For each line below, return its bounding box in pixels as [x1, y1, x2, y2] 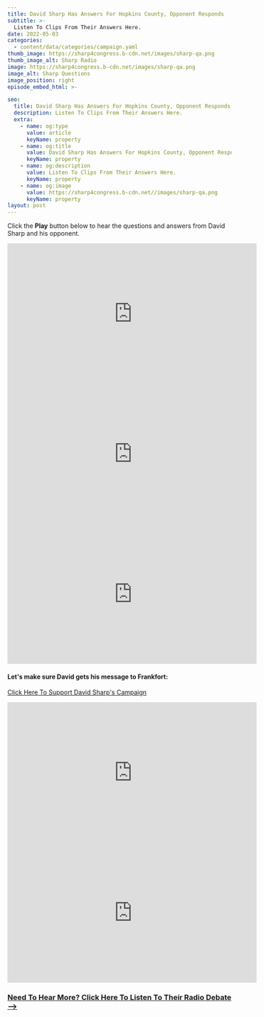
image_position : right [7, 76, 75, 84]
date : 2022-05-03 [7, 30, 59, 38]
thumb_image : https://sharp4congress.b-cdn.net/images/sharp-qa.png [7, 51, 215, 58]
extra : [14, 116, 33, 123]
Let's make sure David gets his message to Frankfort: [7, 672, 169, 681]
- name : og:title [20, 142, 72, 150]
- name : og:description [20, 162, 91, 169]
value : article [26, 129, 72, 136]
